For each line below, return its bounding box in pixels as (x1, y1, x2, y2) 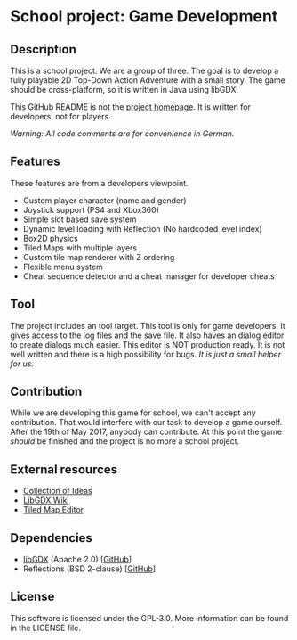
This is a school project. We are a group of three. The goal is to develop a (10, 65, 279, 76)
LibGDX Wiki (22, 495, 69, 505)
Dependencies (10, 530, 92, 546)
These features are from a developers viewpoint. (10, 177, 189, 188)
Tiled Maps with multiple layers (22, 242, 137, 253)
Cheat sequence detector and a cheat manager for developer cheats (22, 270, 275, 282)
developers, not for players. (10, 111, 111, 121)
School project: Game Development (10, 6, 278, 27)
